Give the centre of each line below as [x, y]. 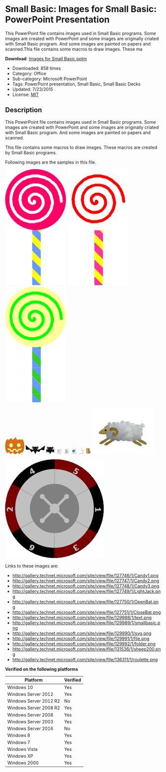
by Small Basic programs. [31, 152]
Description [23, 110]
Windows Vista [22, 749]
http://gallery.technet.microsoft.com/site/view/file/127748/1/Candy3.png [86, 586]
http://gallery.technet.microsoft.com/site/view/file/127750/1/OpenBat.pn [85, 601]
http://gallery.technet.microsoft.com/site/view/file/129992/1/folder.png [84, 643]
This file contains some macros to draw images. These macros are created [81, 147]
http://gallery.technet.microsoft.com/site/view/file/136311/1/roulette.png [85, 659]
